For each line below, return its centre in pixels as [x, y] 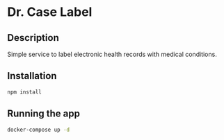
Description [33, 38]
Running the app [43, 114]
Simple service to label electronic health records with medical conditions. [112, 54]
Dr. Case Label [50, 12]
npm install [24, 92]
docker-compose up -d [39, 130]
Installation [32, 76]
